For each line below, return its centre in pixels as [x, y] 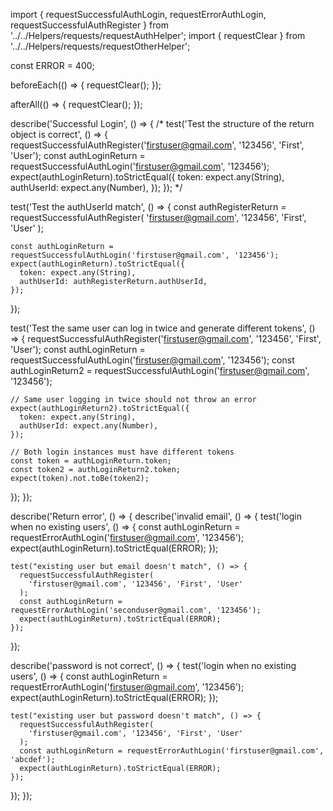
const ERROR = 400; [52, 65]
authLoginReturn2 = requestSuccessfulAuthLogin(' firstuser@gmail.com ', [160, 370]
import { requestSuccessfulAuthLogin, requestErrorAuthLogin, [138, 14]
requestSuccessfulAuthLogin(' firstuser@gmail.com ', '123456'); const [152, 360]
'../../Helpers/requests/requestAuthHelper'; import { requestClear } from [158, 35]
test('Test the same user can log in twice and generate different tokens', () [163, 328]
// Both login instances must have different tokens [122, 452]
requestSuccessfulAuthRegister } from [89, 25]
